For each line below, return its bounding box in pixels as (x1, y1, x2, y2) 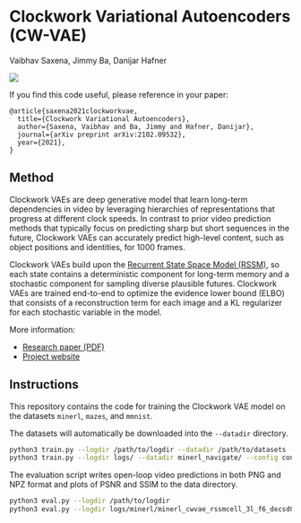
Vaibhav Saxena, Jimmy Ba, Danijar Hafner (9, 55, 168, 65)
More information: (9, 324, 76, 335)
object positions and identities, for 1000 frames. (9, 241, 185, 252)
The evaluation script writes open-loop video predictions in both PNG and (9, 469, 282, 481)
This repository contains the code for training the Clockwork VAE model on (9, 401, 286, 412)
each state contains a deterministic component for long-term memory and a (9, 268, 289, 279)
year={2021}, (17, 137, 66, 147)
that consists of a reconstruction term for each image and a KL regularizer (9, 297, 283, 308)
